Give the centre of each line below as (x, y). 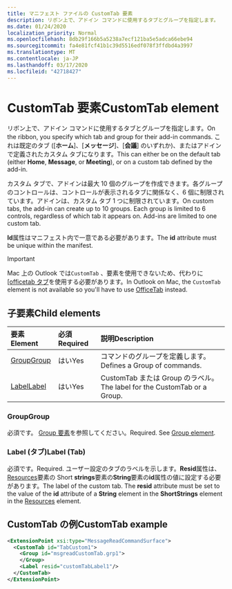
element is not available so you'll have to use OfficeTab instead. (97, 290)
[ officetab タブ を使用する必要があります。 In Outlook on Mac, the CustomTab (114, 282)
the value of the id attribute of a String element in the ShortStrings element (115, 493)
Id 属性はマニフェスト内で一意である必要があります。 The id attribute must (112, 238)
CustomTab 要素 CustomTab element (113, 108)
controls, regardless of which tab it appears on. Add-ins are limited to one (112, 216)
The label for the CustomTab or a (154, 387)
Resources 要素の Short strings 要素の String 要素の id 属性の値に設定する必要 (114, 477)
